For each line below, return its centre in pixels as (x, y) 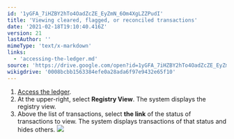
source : (18, 65)
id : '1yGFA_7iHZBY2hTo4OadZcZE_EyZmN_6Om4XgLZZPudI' (85, 14)
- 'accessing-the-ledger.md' (56, 59)
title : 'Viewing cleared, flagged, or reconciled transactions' (102, 20)
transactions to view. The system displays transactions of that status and (122, 121)
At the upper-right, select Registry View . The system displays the (112, 99)
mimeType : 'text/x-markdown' (49, 46)
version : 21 (24, 33)
